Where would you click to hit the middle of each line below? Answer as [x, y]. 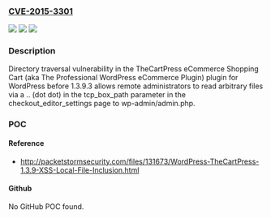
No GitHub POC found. [46, 206]
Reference [26, 143]
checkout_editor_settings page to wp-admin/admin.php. [102, 103]
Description [32, 51]
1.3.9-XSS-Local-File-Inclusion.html [80, 170]
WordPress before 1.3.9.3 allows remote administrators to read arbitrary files [136, 86]
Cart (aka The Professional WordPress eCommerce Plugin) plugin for [123, 77]
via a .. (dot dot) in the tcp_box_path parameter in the [97, 94]
